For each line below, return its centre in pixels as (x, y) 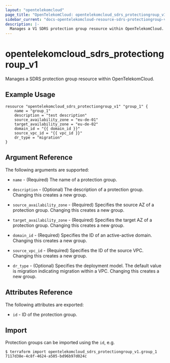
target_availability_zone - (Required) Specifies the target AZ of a (82, 220)
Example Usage (30, 95)
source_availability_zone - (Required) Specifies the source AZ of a (83, 205)
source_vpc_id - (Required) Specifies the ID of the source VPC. (78, 250)
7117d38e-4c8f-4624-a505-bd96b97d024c (46, 356)
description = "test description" (51, 115)
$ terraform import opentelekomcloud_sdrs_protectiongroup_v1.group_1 (81, 352)
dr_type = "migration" (38, 138)
